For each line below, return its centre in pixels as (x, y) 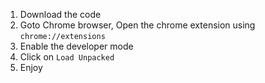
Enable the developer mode (76, 46)
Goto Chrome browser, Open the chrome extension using (137, 25)
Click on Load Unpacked (67, 57)
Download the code (60, 14)
